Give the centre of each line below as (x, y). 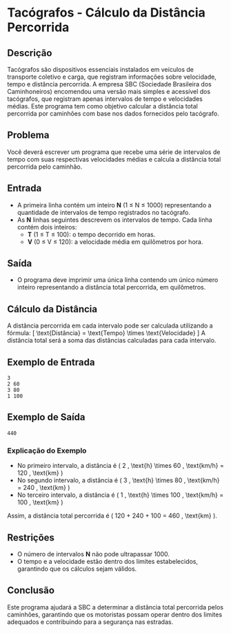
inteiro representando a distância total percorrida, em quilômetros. (111, 287)
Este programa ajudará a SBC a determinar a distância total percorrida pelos (115, 607)
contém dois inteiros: (47, 227)
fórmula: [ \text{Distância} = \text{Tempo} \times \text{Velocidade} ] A (106, 333)
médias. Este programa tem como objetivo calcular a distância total (102, 106)
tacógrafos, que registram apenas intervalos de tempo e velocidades (105, 99)
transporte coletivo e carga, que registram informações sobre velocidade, (112, 77)
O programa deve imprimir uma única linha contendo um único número (118, 280)
